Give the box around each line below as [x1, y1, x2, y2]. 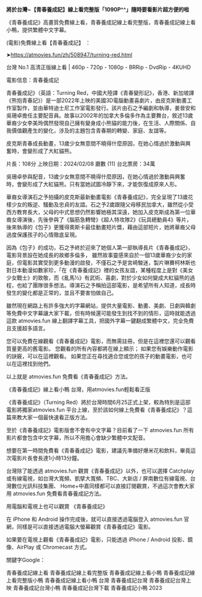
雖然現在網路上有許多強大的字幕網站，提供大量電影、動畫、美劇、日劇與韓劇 [6, 302, 196, 309]
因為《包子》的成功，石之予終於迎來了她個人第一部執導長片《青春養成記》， [6, 244, 194, 251]
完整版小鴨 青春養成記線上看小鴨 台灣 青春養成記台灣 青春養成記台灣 [16, 576, 186, 584]
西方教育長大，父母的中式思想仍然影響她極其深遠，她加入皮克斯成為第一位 [6, 208, 191, 215]
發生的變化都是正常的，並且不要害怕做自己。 [6, 289, 117, 296]
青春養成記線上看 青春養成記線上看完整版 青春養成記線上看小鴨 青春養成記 [6, 569, 190, 576]
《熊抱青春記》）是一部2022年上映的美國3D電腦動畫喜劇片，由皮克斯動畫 [6, 97, 188, 104]
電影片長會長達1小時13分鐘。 [11, 455, 83, 461]
